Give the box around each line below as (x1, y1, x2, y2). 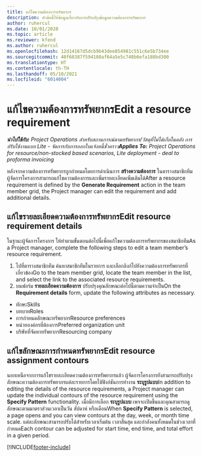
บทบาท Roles (15, 307, 44, 315)
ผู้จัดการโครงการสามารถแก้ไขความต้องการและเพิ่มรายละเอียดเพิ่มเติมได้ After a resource (7, 174, 186, 182)
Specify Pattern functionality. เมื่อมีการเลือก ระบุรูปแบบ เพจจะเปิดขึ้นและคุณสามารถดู (7, 398, 190, 405)
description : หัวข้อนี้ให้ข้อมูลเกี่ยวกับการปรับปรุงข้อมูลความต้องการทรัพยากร (7, 15, 147, 21)
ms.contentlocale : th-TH (7, 65, 69, 71)
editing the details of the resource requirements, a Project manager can (7, 385, 185, 392)
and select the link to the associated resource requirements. (15, 276, 165, 283)
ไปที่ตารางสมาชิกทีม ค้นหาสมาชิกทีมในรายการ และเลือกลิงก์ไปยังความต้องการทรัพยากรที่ (15, 262, 189, 269)
